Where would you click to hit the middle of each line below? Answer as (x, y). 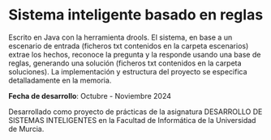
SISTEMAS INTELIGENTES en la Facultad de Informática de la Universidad (132, 120)
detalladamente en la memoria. (60, 80)
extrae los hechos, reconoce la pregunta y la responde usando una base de (135, 54)
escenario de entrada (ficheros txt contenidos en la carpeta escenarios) (129, 45)
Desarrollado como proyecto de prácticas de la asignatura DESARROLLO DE (135, 112)
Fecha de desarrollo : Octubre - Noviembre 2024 (90, 95)
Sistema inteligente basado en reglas (136, 15)
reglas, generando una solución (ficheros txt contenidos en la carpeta (125, 63)
